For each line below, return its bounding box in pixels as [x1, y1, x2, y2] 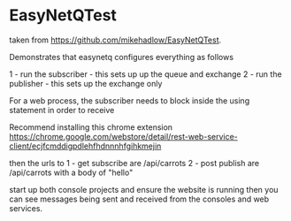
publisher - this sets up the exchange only [9, 78, 163, 88]
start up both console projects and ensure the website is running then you [9, 184, 279, 194]
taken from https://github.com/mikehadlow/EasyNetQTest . [9, 34, 222, 45]
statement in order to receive [9, 104, 115, 115]
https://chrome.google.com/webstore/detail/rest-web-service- [9, 131, 239, 141]
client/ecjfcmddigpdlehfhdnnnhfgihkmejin [9, 141, 162, 151]
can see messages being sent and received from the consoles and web [9, 194, 270, 204]
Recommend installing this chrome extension [9, 121, 173, 133]
